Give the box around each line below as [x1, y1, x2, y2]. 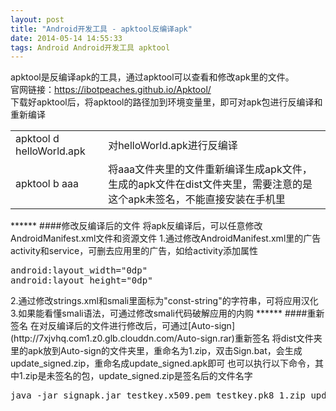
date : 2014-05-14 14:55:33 [10, 33, 123, 43]
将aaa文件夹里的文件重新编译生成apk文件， [108, 162, 313, 176]
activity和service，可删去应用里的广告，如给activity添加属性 [10, 245, 259, 257]
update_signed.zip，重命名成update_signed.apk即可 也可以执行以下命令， [10, 357, 316, 370]
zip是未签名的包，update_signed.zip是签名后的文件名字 [24, 370, 253, 382]
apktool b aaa [15, 177, 80, 191]
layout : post [10, 14, 65, 25]
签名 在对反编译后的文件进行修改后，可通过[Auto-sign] [10, 320, 236, 332]
